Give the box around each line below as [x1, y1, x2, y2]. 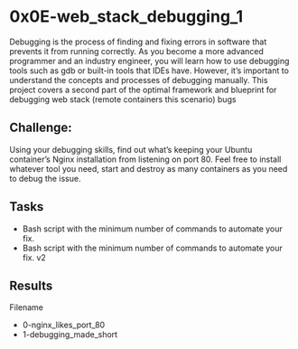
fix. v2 [22, 251, 47, 263]
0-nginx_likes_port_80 [22, 319, 106, 331]
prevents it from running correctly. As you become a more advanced [9, 45, 265, 56]
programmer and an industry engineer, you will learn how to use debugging [9, 55, 290, 66]
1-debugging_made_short [22, 329, 118, 340]
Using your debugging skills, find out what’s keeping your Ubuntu [9, 144, 253, 155]
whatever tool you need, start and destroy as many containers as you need [9, 163, 288, 174]
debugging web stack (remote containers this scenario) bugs [9, 93, 237, 105]
